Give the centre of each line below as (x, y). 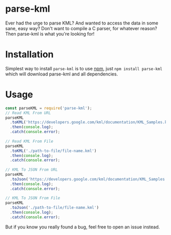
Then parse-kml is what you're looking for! (50, 34)
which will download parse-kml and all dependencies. (62, 74)
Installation (30, 55)
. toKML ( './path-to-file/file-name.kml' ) (53, 151)
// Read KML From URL (28, 113)
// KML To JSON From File (33, 198)
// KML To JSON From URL (32, 170)
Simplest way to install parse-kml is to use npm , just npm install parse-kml (84, 68)
